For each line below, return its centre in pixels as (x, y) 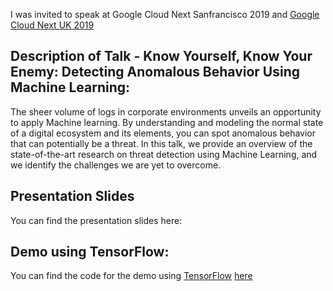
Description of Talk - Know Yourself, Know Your (161, 56)
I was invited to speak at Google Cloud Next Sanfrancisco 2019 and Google (165, 14)
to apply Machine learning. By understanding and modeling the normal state (167, 122)
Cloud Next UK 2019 (52, 25)
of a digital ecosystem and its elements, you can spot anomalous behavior (163, 133)
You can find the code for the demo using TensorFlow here (131, 276)
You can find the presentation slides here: (96, 220)
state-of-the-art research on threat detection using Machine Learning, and (164, 154)
